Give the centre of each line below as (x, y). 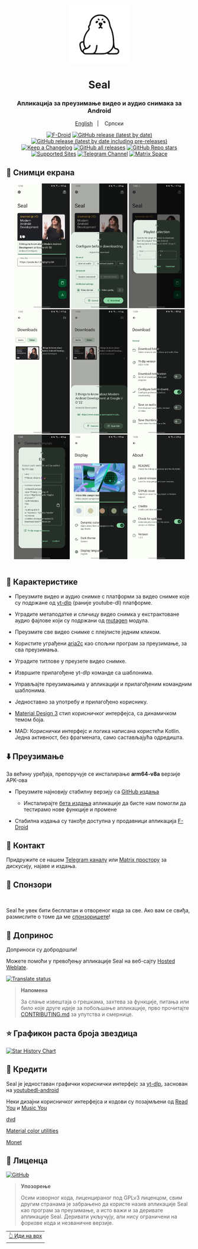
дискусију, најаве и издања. (41, 866)
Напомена (34, 990)
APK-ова (17, 780)
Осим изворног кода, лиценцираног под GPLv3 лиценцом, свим (101, 1198)
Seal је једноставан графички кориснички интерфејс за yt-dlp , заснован (97, 1083)
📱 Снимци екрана (40, 172)
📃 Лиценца (27, 1161)
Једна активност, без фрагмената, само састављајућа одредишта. (99, 737)
